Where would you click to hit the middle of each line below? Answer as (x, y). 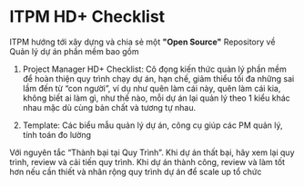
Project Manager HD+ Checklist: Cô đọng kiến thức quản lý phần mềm (154, 69)
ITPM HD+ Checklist (87, 17)
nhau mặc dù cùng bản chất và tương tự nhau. (109, 107)
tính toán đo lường (57, 134)
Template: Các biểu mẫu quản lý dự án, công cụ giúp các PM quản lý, (153, 125)
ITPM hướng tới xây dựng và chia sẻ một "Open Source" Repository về (142, 42)
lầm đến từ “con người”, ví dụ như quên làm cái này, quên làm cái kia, (152, 88)
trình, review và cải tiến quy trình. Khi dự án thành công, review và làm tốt (147, 162)
